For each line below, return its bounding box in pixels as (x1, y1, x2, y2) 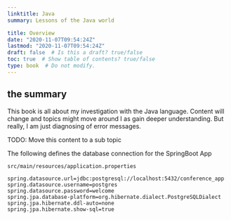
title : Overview (7, 30, 55, 37)
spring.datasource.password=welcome (7, 187, 114, 194)
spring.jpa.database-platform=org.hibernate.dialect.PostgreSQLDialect (7, 193, 221, 200)
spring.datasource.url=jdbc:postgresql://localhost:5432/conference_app (7, 175, 225, 182)
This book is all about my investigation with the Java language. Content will (7, 107, 225, 115)
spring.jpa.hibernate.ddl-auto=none (7, 200, 114, 207)
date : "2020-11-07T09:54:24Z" (7, 36, 96, 43)
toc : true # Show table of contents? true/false (7, 56, 156, 63)
